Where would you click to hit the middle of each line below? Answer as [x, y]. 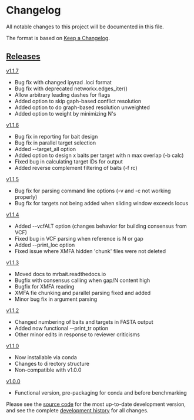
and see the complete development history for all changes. [77, 410]
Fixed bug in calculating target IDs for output [69, 161]
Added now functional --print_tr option [61, 328]
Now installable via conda [46, 357]
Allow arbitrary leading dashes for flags [62, 94]
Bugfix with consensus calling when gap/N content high [82, 280]
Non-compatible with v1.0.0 [48, 370]
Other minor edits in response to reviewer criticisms [77, 334]
